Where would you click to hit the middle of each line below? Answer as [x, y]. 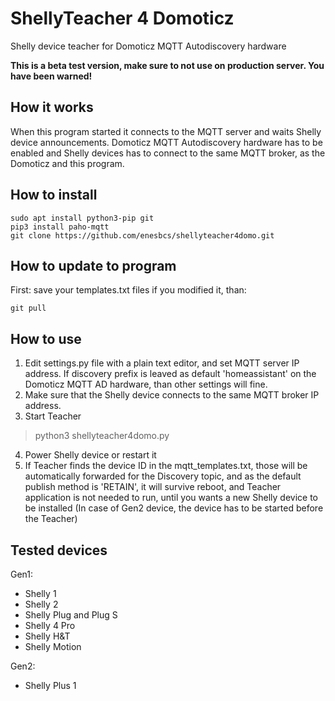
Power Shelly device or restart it [90, 455]
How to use [46, 338]
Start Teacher [53, 416]
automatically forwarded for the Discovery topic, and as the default [163, 476]
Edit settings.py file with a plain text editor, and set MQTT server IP [162, 363]
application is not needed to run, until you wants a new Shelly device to [171, 498]
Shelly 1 [40, 593]
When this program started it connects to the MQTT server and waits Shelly [166, 131]
